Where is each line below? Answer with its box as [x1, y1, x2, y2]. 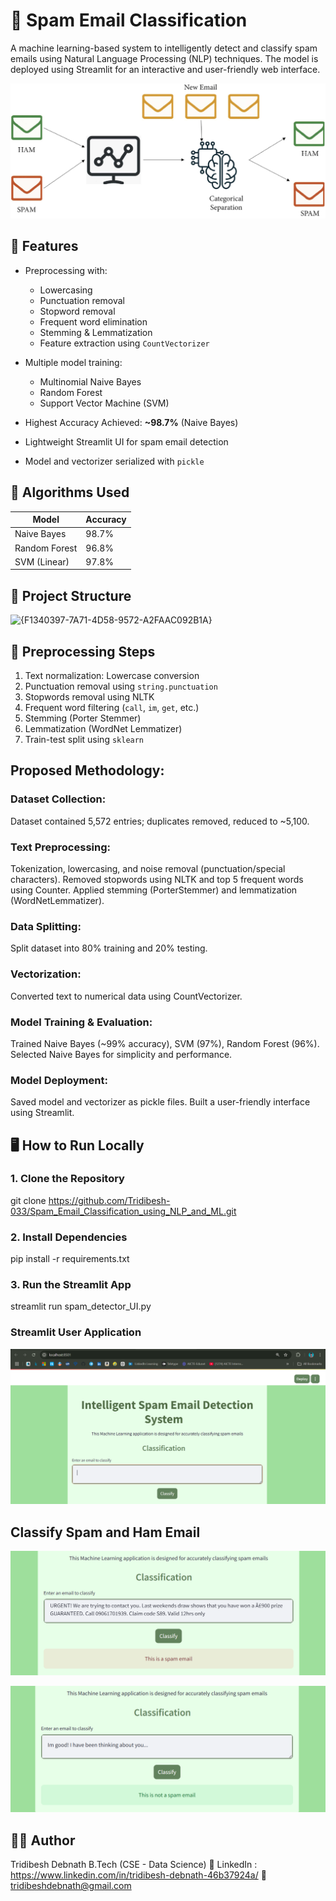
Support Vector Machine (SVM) [39, 397, 170, 409]
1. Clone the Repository [10, 1172, 125, 1186]
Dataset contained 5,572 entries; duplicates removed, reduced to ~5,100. [10, 815, 310, 827]
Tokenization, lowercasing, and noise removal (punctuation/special [10, 862, 286, 874]
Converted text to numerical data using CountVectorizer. [10, 990, 243, 1002]
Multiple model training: [24, 356, 123, 368]
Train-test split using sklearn [24, 734, 145, 745]
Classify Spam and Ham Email [10, 1524, 201, 1541]
